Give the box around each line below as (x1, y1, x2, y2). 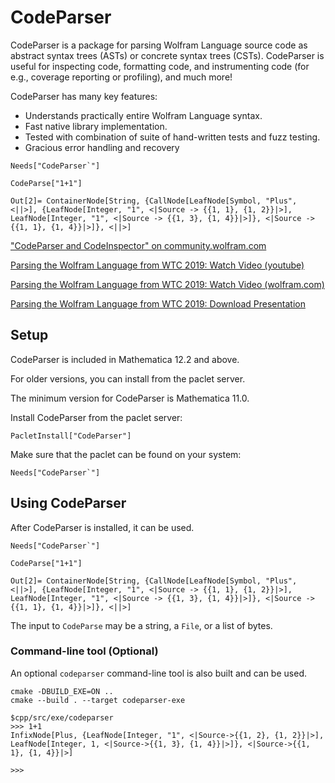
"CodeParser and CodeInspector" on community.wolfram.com (10, 239, 267, 251)
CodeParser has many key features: (10, 90, 158, 102)
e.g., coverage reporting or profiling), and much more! (10, 71, 233, 83)
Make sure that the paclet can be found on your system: (10, 448, 242, 460)
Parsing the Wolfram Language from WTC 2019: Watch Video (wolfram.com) (10, 278, 325, 290)
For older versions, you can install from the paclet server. (10, 372, 246, 385)
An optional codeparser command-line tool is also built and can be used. (10, 667, 307, 679)
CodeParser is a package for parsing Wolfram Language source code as (10, 39, 308, 51)
